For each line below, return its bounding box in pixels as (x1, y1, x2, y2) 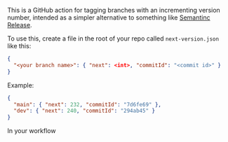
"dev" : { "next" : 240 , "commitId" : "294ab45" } (13, 108, 156, 115)
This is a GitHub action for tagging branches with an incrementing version (7, 6, 221, 14)
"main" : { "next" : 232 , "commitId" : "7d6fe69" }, (13, 101, 161, 108)
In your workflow (7, 127, 56, 135)
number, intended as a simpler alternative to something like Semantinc (7, 13, 210, 22)
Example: (7, 80, 34, 90)
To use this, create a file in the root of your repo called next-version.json (7, 34, 220, 43)
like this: (7, 42, 32, 50)
